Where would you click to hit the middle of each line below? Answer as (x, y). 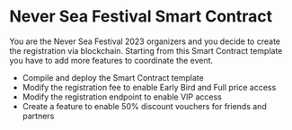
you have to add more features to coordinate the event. (111, 60)
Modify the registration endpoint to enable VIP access (122, 97)
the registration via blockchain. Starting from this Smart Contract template (146, 50)
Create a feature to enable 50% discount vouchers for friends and (144, 106)
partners (38, 116)
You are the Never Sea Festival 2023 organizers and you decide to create (145, 41)
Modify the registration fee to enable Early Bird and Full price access (149, 87)
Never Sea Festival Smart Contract (141, 17)
